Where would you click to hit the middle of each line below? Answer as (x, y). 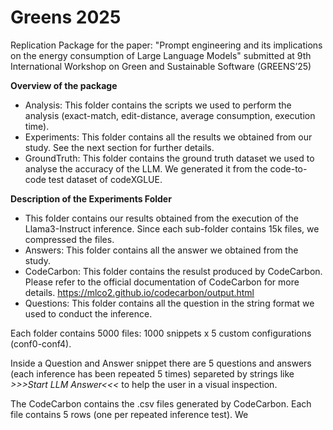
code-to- (288, 168)
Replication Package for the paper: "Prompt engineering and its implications (166, 45)
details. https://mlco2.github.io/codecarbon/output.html (139, 292)
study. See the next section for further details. (119, 147)
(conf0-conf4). (41, 343)
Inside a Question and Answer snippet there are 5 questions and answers (161, 363)
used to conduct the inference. (88, 313)
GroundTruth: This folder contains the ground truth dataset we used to (169, 158)
